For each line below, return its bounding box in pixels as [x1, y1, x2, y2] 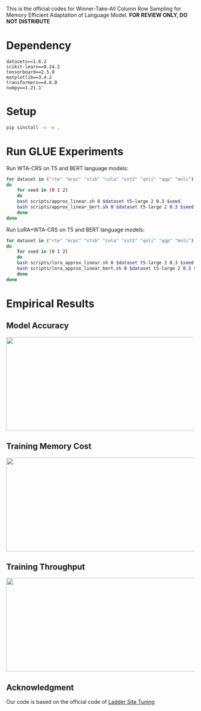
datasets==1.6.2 [6, 58, 47, 65]
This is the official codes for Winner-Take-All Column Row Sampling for [6, 5, 181, 12]
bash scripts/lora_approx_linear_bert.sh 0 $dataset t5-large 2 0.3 [17, 266, 191, 272]
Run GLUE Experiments [6, 144, 124, 158]
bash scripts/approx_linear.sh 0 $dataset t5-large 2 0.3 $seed [17, 198, 181, 204]
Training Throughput [6, 562, 86, 572]
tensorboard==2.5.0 [6, 69, 55, 75]
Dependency [6, 39, 72, 53]
